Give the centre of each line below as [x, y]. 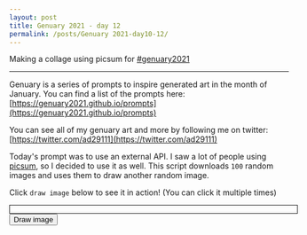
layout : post [33, 17]
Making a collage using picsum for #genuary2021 [99, 59]
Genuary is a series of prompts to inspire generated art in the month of [138, 84]
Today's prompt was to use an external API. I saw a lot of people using [138, 157]
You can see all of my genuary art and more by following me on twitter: [139, 130]
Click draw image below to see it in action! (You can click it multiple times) [143, 192]
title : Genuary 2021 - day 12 [65, 26]
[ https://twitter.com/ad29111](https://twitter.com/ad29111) [113, 139]
